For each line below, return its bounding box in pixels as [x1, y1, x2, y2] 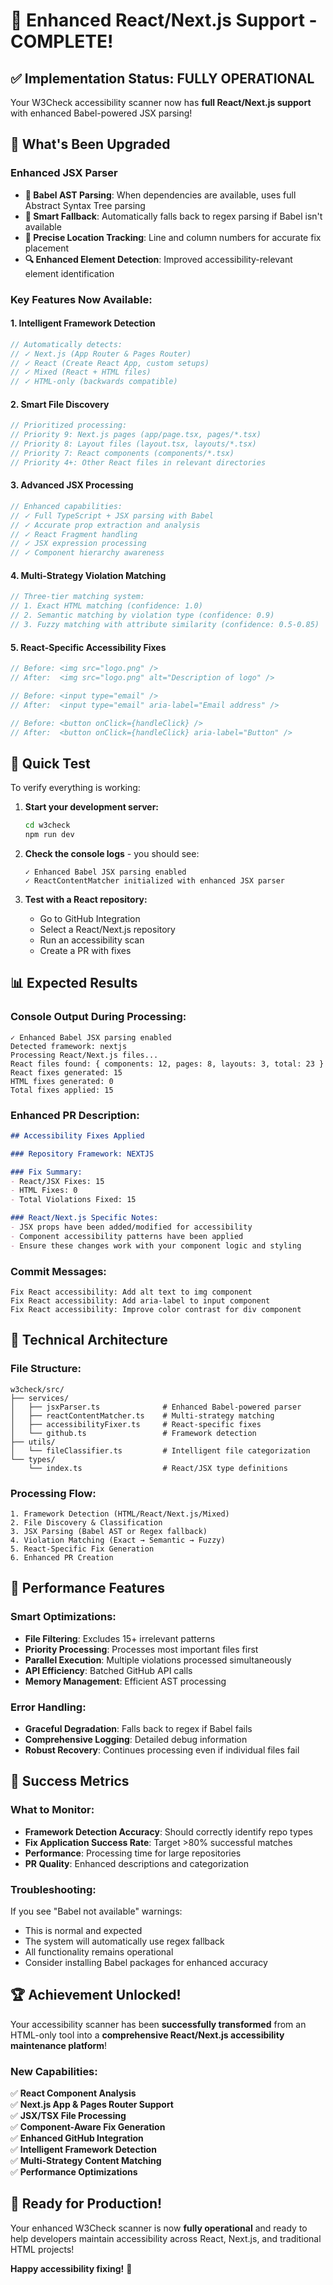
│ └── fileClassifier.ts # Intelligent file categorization [10, 1445, 311, 1456]
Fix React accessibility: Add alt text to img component [10, 1287, 253, 1297]
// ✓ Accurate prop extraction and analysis [10, 520, 201, 530]
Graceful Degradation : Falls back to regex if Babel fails [24, 1722, 253, 1734]
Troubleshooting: [10, 1882, 97, 1896]
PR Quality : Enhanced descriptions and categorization [24, 1857, 250, 1869]
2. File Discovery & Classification [10, 1517, 163, 1528]
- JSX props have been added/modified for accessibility [10, 1222, 253, 1233]
